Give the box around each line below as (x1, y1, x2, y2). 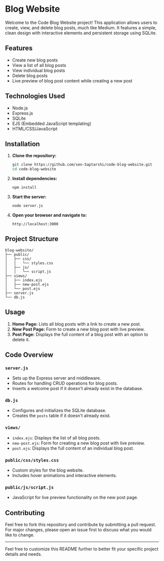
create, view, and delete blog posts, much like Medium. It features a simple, (5, 24, 157, 30)
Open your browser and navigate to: (12, 212, 87, 218)
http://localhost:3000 (12, 221, 59, 227)
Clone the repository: (12, 153, 57, 159)
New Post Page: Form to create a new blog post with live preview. (12, 326, 145, 332)
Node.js (12, 105, 28, 111)
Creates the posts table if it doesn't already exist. (12, 413, 111, 418)
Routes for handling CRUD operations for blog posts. (12, 380, 118, 386)
